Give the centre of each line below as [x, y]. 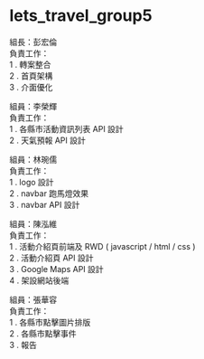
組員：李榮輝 [33, 106]
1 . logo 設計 [32, 182]
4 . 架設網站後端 [39, 280]
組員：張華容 [33, 299]
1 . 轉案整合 [30, 64]
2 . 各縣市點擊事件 [43, 333]
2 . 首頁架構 [31, 76]
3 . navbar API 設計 [45, 204]
